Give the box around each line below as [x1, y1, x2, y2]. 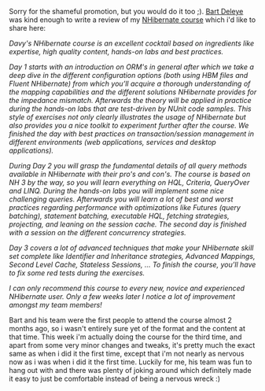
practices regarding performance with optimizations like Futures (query [9, 203, 241, 212]
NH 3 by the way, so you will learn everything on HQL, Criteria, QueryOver [9, 178, 250, 187]
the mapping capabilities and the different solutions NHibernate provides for [9, 87, 257, 97]
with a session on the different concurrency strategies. [9, 228, 187, 237]
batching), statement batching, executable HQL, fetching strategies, [9, 212, 230, 220]
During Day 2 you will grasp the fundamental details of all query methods [9, 161, 247, 170]
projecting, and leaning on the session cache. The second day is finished [9, 219, 247, 229]
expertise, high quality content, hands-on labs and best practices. [9, 47, 224, 56]
